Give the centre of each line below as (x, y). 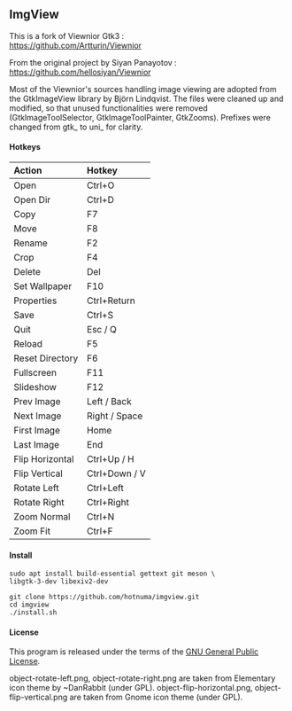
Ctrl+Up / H (111, 459)
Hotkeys (25, 147)
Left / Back (109, 402)
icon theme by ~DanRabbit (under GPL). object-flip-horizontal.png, (131, 688)
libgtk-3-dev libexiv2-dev (59, 582)
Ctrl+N (101, 517)
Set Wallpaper (43, 286)
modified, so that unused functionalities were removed (108, 108)
